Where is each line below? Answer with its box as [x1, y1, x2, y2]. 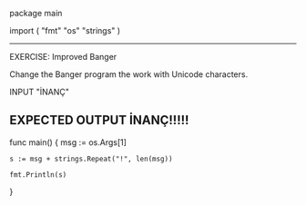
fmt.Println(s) [9, 170, 67, 180]
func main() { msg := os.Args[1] [9, 136, 127, 148]
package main [9, 8, 63, 18]
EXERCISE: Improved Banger [9, 52, 117, 62]
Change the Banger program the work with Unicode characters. [9, 69, 249, 80]
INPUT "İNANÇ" [9, 86, 70, 97]
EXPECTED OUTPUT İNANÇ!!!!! [9, 112, 189, 128]
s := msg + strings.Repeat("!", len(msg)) [9, 154, 173, 163]
